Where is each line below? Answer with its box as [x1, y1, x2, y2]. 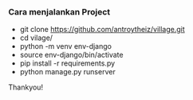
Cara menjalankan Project [8, 6, 111, 18]
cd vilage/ [19, 33, 53, 42]
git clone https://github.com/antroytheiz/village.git [19, 25, 185, 34]
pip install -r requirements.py [19, 58, 116, 68]
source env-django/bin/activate [19, 50, 124, 60]
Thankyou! [8, 82, 44, 92]
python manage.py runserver [19, 67, 116, 77]
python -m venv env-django [19, 42, 112, 51]
